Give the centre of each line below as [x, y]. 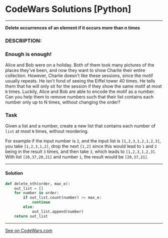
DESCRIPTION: [23, 40]
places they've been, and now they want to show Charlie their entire [75, 70]
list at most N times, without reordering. [47, 131]
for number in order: [36, 193]
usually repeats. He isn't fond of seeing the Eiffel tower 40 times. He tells [80, 81]
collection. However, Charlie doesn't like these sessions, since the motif [79, 75]
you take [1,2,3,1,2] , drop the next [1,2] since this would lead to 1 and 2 [81, 146]
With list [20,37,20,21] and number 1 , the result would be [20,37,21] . [77, 157]
